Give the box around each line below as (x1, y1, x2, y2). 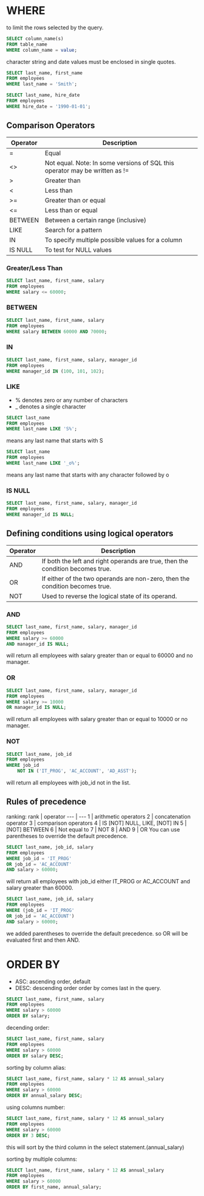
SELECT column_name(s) (6, 35, 64, 41)
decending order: (6, 1024, 50, 1031)
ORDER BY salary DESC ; (6, 1053, 64, 1059)
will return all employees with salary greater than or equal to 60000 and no (6, 652, 193, 659)
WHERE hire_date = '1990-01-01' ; (6, 103, 91, 110)
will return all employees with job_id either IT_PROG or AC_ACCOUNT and (6, 878, 190, 885)
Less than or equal (44, 205, 98, 214)
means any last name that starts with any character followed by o (6, 471, 169, 479)
